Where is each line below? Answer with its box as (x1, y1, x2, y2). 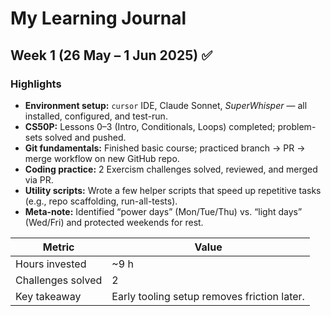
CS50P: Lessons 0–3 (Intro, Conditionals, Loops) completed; (24, 120, 276, 132)
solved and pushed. (44, 131, 127, 143)
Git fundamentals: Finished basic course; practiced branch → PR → (24, 142, 306, 154)
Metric (42, 240, 75, 254)
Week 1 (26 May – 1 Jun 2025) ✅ (10, 47, 213, 64)
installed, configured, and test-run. (24, 110, 168, 122)
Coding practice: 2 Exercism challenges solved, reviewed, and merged (24, 163, 318, 175)
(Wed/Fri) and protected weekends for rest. (24, 216, 204, 228)
